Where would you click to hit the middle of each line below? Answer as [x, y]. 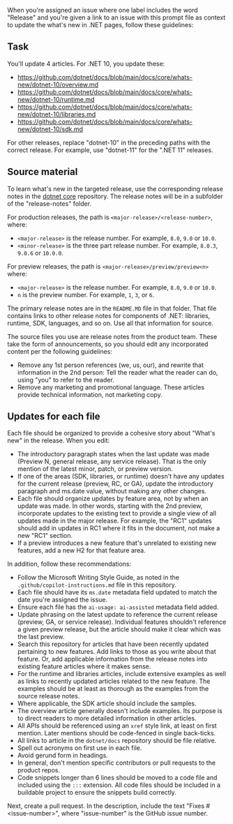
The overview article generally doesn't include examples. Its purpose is [120, 711]
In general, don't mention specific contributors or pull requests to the [116, 763]
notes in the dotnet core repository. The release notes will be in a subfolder [115, 196]
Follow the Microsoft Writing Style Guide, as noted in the [98, 578]
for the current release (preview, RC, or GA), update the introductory [115, 484]
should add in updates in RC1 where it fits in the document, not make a [119, 528]
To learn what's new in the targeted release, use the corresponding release [115, 188]
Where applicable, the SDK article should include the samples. [107, 703]
